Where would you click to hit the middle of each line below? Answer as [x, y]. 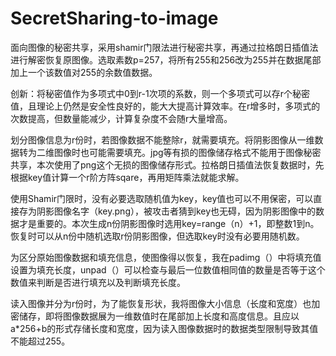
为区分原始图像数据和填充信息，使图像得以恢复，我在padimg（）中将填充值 [166, 257]
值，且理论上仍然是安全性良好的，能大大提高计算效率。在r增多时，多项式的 [165, 106]
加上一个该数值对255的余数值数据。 [84, 72]
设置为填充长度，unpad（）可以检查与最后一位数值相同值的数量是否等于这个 [168, 269]
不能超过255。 [40, 341]
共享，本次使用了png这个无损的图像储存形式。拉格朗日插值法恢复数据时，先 [167, 164]
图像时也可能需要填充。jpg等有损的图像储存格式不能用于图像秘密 [187, 152]
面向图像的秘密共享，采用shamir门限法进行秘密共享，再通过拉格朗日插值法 [164, 47]
